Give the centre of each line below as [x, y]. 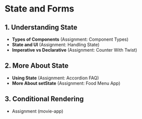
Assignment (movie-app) [37, 111]
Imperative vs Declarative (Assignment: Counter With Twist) [74, 50]
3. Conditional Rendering [44, 99]
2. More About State [36, 66]
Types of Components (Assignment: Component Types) [70, 39]
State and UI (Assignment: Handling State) [55, 45]
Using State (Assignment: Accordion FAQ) [55, 78]
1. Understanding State [41, 27]
